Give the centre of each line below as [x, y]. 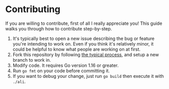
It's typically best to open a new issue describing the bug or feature [83, 38]
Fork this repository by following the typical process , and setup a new [86, 55]
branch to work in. [32, 60]
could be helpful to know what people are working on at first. [77, 49]
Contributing [33, 9]
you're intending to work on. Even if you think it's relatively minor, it [83, 43]
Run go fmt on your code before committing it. [61, 71]
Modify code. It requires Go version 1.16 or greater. [65, 65]
